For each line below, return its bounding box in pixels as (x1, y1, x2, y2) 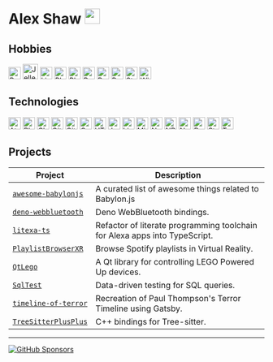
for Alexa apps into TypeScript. (95, 230, 214, 241)
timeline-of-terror (12, 299, 88, 308)
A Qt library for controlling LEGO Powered (95, 256, 254, 267)
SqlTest (12, 280, 42, 290)
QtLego (12, 262, 38, 271)
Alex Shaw (8, 10, 82, 28)
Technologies (8, 95, 80, 109)
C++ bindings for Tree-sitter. (95, 316, 206, 327)
